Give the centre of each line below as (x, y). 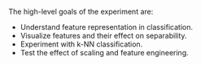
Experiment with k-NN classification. (81, 44)
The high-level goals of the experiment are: (81, 12)
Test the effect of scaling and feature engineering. (104, 53)
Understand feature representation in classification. (107, 27)
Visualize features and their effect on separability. (103, 36)
